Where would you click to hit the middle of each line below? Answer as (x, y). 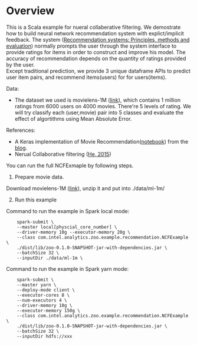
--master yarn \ (37, 285)
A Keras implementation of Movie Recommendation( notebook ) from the (101, 141)
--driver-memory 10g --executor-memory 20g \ (74, 232)
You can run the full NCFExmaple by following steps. (70, 165)
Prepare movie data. (39, 177)
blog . (21, 148)
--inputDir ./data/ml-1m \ (50, 258)
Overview (30, 11)
